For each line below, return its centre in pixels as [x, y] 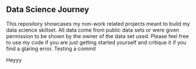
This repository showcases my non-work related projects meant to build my [98, 23]
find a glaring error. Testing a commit [51, 49]
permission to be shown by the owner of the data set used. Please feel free [97, 36]
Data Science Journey [48, 10]
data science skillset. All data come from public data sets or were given [93, 30]
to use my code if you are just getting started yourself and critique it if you [97, 42]
